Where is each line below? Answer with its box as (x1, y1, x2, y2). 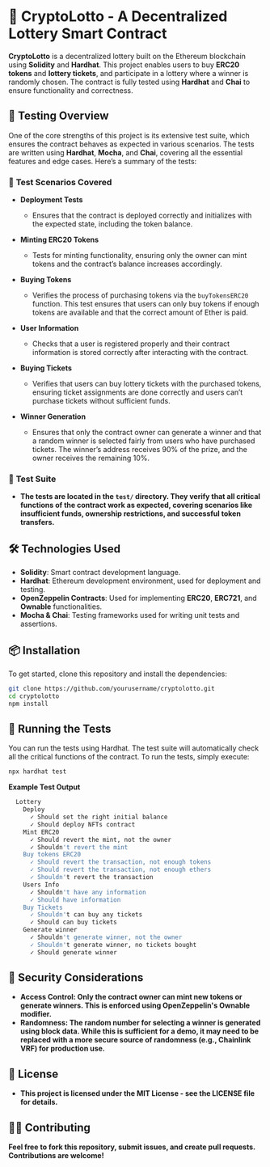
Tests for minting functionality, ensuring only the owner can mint (32, 251, 247, 260)
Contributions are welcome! (8, 1151, 104, 1161)
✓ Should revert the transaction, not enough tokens (29, 858, 212, 866)
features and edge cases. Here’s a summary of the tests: (8, 156, 197, 166)
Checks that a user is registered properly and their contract (32, 339, 230, 349)
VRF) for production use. (19, 1043, 105, 1054)
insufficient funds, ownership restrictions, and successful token (19, 509, 241, 518)
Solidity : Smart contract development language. (19, 568, 181, 577)
